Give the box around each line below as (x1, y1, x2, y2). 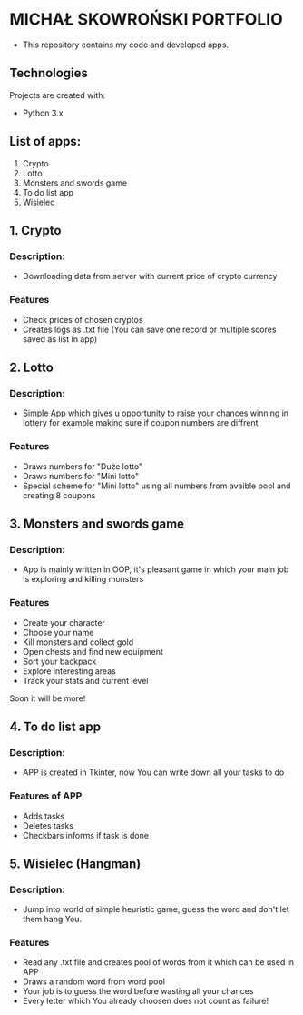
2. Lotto (9, 359, 54, 375)
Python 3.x (22, 107, 64, 118)
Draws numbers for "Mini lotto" (22, 470, 140, 481)
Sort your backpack (22, 656, 97, 667)
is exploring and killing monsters (22, 574, 144, 585)
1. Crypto (9, 223, 62, 238)
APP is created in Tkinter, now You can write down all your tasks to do (22, 767, 285, 778)
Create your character (22, 617, 106, 628)
